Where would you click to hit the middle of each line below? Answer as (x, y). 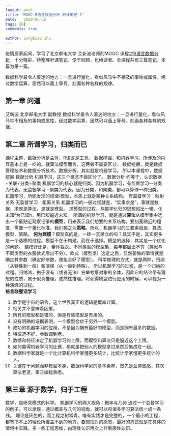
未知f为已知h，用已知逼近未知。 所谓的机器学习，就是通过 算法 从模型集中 (82, 215)
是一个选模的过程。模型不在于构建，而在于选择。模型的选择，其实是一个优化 (85, 240)
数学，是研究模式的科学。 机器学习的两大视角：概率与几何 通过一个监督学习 (84, 403)
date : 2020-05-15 (26, 19)
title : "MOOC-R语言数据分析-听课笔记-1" (45, 15)
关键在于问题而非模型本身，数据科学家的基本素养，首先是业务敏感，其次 (88, 366)
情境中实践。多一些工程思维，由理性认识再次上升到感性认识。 (70, 428)
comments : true (21, 29)
